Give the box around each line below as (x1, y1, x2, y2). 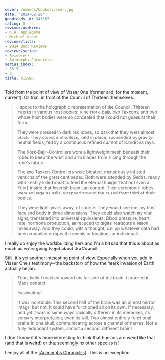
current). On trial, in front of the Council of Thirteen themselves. (5, 94, 134, 100)
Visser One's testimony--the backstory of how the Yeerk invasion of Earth (5, 260, 155, 266)
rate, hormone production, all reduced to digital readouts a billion (17, 220, 149, 226)
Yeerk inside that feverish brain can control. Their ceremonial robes (17, 185, 154, 191)
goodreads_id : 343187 (5, 16, 50, 21)
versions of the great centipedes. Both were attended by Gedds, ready (17, 174, 160, 180)
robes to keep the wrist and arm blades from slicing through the (17, 154, 146, 160)
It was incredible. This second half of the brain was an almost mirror (17, 299, 155, 305)
